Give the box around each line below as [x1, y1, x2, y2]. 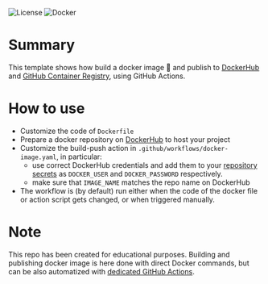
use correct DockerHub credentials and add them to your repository [31, 160, 258, 169]
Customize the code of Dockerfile [19, 126, 134, 136]
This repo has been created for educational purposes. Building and [8, 249, 231, 259]
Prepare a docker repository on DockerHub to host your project [19, 134, 231, 144]
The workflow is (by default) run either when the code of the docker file [19, 186, 258, 195]
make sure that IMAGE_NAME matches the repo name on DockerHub [31, 177, 251, 187]
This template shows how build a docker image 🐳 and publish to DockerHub [8, 62, 260, 72]
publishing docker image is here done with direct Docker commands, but [8, 258, 249, 268]
